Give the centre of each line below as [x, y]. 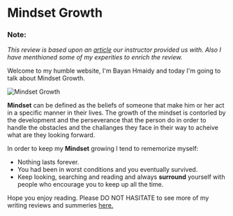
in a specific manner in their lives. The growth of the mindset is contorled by [116, 113]
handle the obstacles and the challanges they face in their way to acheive [113, 128]
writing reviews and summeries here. [60, 206]
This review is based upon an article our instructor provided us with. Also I [114, 50]
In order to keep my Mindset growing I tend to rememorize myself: [103, 149]
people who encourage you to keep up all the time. [90, 185]
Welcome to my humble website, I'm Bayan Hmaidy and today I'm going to [114, 71]
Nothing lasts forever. [48, 162]
